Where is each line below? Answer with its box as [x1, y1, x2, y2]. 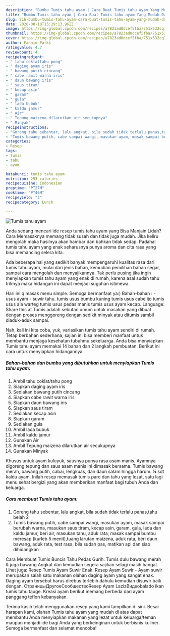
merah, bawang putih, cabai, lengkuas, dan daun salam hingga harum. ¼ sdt [6, 468, 164, 474]
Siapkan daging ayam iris [13, 383, 66, 389]
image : [6, 26, 20, 31]
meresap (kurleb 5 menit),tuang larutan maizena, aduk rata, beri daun [13, 535, 158, 542]
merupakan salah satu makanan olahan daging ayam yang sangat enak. [6, 572, 154, 578]
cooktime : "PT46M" [6, 190, 44, 195]
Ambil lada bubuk [13, 426, 50, 432]
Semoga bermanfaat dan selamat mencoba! [6, 625, 97, 631]
